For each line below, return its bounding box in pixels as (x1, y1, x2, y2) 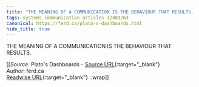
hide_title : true (6, 26, 50, 32)
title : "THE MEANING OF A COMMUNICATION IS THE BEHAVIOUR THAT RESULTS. (6, 9, 194, 15)
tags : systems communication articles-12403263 (6, 15, 129, 21)
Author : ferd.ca (6, 68, 44, 75)
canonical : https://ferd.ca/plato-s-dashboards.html (6, 20, 143, 26)
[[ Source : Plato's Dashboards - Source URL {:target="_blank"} (6, 61, 161, 68)
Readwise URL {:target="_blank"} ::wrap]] (6, 74, 109, 81)
